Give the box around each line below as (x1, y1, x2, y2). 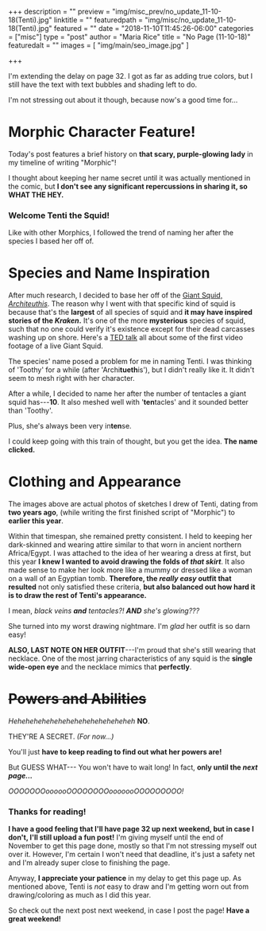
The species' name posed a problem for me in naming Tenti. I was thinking (8, 357, 253, 367)
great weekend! (8, 914, 62, 924)
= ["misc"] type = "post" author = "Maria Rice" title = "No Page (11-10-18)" (8, 32, 251, 41)
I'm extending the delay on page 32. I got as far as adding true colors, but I (8, 72, 253, 80)
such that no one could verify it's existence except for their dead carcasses (8, 324, 256, 334)
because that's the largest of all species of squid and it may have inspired (8, 308, 253, 317)
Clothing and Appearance (8, 473, 181, 491)
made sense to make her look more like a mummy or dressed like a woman (8, 565, 253, 575)
